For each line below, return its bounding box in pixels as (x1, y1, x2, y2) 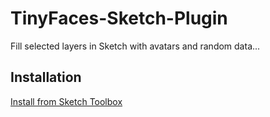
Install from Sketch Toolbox (10, 95, 123, 107)
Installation (10, 69, 82, 86)
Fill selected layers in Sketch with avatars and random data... (10, 40, 261, 52)
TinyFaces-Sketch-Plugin (10, 7, 228, 30)
